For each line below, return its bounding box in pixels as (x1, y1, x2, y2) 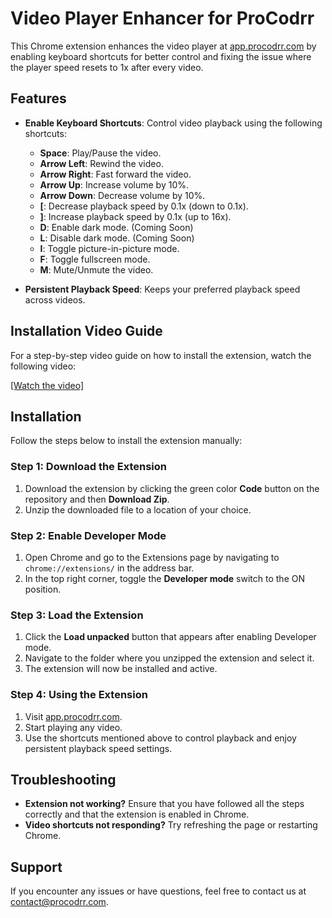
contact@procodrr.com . (10, 896, 109, 908)
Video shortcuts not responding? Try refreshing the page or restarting (24, 819, 318, 831)
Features (10, 90, 67, 107)
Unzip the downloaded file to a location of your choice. (24, 503, 252, 516)
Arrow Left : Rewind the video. (39, 157, 164, 169)
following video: (10, 360, 77, 372)
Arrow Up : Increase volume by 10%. (39, 178, 190, 191)
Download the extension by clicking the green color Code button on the (24, 482, 320, 494)
